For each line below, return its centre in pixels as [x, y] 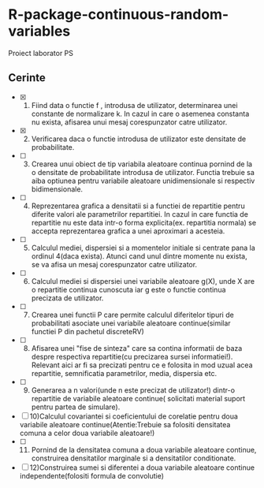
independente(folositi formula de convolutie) [91, 475]
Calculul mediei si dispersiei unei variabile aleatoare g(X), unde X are [143, 281]
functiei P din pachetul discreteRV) [87, 331]
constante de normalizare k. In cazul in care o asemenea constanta [140, 114]
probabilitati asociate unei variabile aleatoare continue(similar [131, 323]
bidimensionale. [57, 189]
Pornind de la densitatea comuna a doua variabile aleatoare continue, [144, 449]
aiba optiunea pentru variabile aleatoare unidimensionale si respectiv [143, 181]
